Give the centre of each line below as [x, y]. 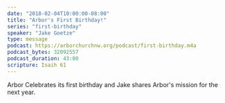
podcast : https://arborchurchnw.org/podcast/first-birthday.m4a [102, 46]
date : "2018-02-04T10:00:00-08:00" [58, 13]
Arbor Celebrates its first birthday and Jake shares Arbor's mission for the [112, 84]
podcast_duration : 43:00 [43, 59]
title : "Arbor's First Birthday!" [57, 20]
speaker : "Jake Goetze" [42, 33]
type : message [28, 39]
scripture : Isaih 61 [37, 65]
